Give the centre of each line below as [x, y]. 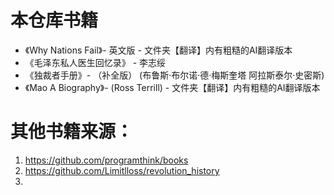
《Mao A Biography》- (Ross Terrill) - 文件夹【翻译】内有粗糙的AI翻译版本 [172, 87]
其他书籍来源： [72, 132]
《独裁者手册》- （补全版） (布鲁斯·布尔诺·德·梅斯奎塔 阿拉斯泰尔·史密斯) [174, 75]
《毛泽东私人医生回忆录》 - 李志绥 [95, 62]
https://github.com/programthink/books [106, 160]
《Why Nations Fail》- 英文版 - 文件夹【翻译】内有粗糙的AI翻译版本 [158, 50]
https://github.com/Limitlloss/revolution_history [122, 170]
